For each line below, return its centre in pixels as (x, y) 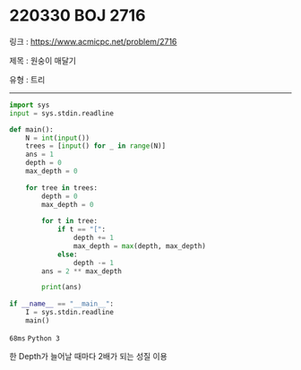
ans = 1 (39, 155)
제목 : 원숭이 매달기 (43, 60)
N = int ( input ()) (58, 138)
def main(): (31, 129)
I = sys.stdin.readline (70, 313)
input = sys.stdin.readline (62, 113)
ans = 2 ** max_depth (82, 271)
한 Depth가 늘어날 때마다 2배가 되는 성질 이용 (88, 356)
